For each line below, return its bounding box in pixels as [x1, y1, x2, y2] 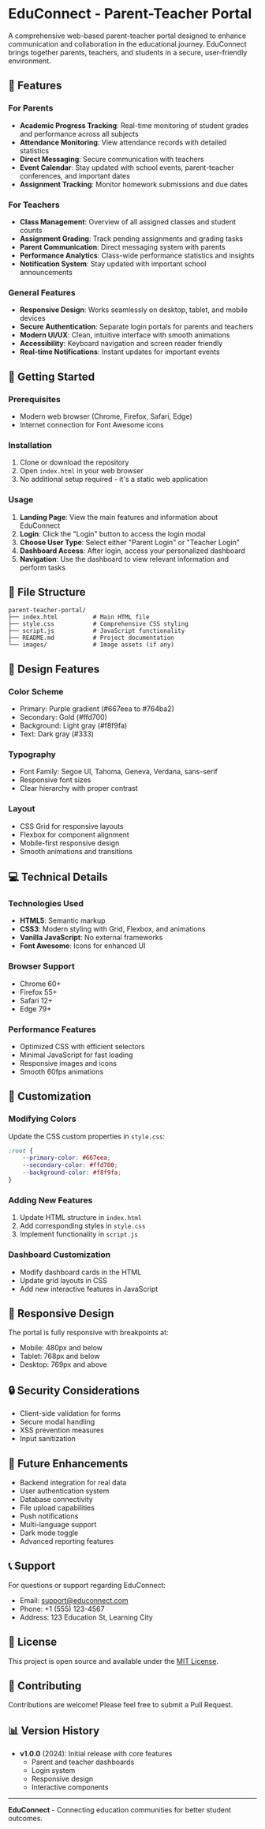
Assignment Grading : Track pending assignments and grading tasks [19, 234, 243, 243]
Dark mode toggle [19, 1528, 79, 1537]
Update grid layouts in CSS [19, 1275, 108, 1285]
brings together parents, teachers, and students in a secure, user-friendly [8, 47, 248, 57]
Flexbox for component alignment [19, 830, 130, 839]
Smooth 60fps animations [19, 1067, 104, 1076]
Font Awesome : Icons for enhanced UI [19, 941, 146, 950]
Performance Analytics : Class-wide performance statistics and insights [19, 250, 255, 260]
